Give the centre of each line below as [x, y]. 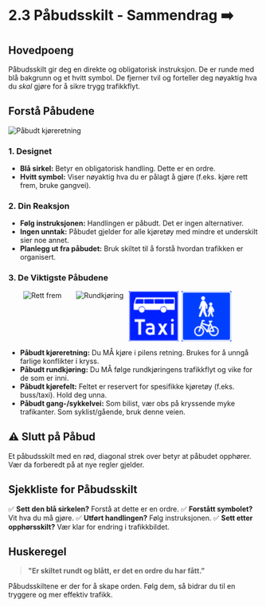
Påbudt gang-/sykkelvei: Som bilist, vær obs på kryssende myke [127, 404]
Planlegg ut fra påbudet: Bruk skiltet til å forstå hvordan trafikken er [131, 249]
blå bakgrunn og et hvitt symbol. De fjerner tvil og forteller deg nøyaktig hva [133, 78]
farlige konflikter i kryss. [59, 361]
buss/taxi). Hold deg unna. [63, 395]
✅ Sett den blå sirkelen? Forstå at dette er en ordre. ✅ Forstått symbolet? [131, 509]
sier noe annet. [44, 241]
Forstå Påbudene [52, 111]
